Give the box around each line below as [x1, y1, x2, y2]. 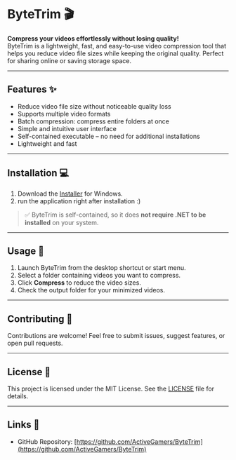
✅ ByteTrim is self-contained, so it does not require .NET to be [24, 210, 206, 219]
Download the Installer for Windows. [17, 189, 123, 198]
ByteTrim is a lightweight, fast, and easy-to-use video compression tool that [7, 41, 227, 50]
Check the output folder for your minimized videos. [17, 286, 165, 295]
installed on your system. [24, 218, 99, 226]
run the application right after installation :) [17, 196, 141, 205]
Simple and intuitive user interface [17, 124, 117, 133]
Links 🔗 [7, 419, 40, 431]
